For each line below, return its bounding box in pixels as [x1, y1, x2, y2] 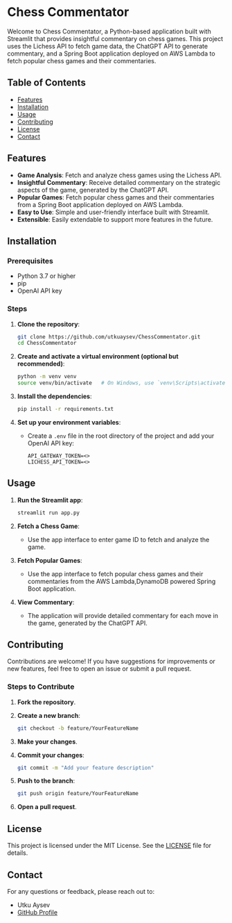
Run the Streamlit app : [17, 496, 83, 504]
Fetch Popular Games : [17, 556, 82, 564]
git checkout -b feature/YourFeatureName [17, 724, 139, 732]
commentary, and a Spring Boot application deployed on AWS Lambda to [7, 49, 216, 58]
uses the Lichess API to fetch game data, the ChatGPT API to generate [7, 42, 208, 50]
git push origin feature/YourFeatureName [17, 790, 139, 797]
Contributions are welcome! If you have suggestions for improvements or [7, 657, 216, 666]
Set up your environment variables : [17, 418, 121, 426]
